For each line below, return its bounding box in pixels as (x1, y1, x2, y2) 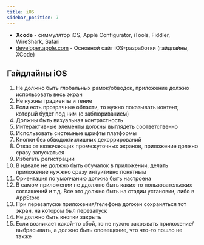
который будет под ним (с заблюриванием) (15, 110, 129, 117)
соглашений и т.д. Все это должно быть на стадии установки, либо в (15, 188, 195, 195)
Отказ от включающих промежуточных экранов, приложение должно (15, 142, 199, 150)
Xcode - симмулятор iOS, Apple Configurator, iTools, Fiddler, (15, 31, 171, 38)
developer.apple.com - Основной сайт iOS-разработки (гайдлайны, (15, 44, 189, 52)
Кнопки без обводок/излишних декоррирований (15, 136, 141, 143)
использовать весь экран (15, 91, 83, 98)
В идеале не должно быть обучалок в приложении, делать (15, 162, 169, 169)
